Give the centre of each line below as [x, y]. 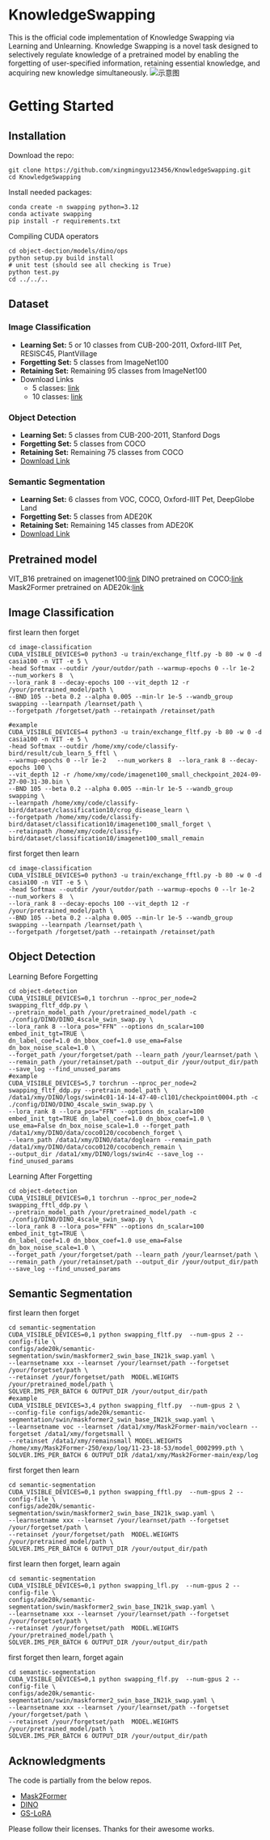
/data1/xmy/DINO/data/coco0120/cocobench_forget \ [95, 1132]
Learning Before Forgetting [53, 976]
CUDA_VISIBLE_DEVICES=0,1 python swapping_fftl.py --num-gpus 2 [120, 1492]
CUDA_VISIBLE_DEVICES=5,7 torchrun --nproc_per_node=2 [103, 1083]
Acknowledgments [57, 1761]
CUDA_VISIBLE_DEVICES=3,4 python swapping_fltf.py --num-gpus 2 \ [124, 1406]
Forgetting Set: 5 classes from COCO [83, 444]
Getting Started [61, 106]
